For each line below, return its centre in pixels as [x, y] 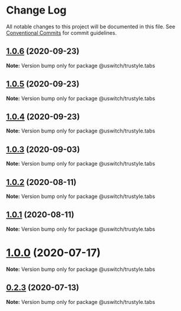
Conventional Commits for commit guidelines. [61, 32]
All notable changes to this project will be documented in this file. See [91, 27]
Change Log [36, 10]
